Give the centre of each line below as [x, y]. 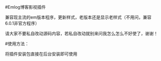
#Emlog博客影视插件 [25, 7]
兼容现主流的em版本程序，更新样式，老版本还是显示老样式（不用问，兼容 [78, 17]
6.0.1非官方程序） [22, 23]
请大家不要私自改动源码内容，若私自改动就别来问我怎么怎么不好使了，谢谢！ [81, 33]
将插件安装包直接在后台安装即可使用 [41, 54]
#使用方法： [17, 44]
